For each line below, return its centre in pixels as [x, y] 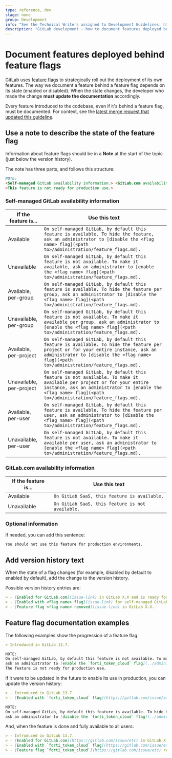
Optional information [32, 524]
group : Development [26, 20]
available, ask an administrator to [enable [99, 267]
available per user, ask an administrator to [100, 443]
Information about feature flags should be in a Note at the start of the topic [84, 153]
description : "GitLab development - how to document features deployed [83, 29]
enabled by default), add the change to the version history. [67, 578]
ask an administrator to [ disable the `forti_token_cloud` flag [75, 717]
